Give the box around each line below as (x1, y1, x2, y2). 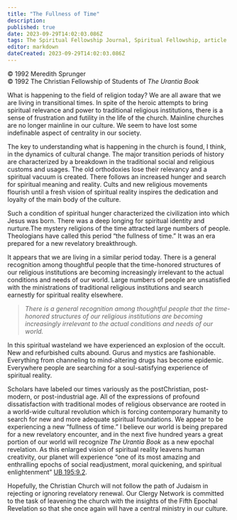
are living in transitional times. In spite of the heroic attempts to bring (7, 98, 208, 107)
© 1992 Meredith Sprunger (7, 69, 87, 78)
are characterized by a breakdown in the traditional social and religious (7, 157, 215, 166)
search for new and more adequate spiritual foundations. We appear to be (7, 415, 224, 423)
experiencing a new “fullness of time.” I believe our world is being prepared (7, 422, 228, 430)
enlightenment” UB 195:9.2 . (7, 467, 87, 476)
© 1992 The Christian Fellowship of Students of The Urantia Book (7, 77, 199, 85)
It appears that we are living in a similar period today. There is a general (7, 253, 216, 261)
